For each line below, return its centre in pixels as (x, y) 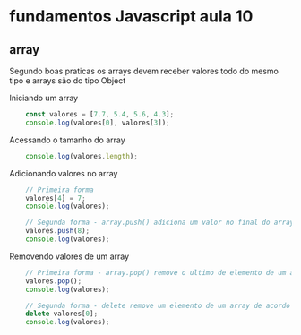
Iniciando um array (44, 98)
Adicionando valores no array (64, 173)
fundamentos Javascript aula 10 (131, 17)
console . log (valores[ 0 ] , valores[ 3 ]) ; (98, 123)
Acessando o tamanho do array (67, 140)
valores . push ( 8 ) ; (58, 231)
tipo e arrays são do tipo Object (68, 81)
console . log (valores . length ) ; (82, 156)
